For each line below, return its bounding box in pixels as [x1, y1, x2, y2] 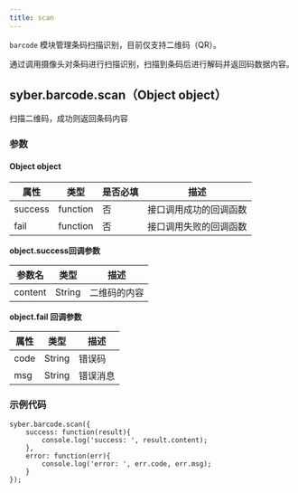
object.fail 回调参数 [9, 311, 82, 322]
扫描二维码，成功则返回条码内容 [9, 113, 128, 124]
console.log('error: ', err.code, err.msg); [42, 459, 212, 469]
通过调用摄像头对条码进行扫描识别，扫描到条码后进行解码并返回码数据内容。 [9, 58, 294, 69]
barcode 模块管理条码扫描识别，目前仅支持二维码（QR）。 [9, 39, 221, 50]
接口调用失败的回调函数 [147, 220, 247, 232]
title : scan [9, 13, 54, 23]
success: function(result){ [25, 427, 131, 437]
